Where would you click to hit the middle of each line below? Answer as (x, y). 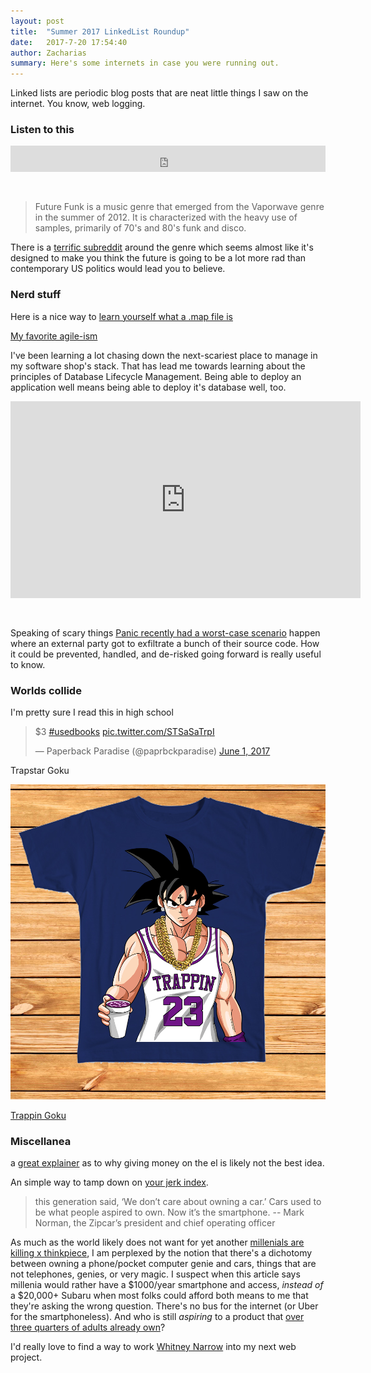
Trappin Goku (38, 1116)
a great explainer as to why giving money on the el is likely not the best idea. (167, 1163)
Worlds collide (46, 690)
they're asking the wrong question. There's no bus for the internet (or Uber (164, 1306)
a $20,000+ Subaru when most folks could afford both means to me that (159, 1296)
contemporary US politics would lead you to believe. (118, 269)
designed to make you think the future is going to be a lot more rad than (158, 258)
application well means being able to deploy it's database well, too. (148, 387)
